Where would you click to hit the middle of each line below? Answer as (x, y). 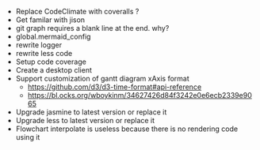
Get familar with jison (50, 20)
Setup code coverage (51, 62)
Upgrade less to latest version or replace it (85, 120)
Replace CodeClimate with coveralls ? (77, 11)
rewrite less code (44, 53)
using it (28, 137)
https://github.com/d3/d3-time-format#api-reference (115, 87)
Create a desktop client (54, 70)
